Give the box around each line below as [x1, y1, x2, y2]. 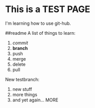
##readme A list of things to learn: [5, 30, 76, 36]
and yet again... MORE [12, 97, 58, 103]
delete [12, 61, 26, 67]
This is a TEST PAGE [5, 4, 90, 15]
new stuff [12, 86, 32, 92]
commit [12, 39, 28, 46]
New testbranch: [5, 76, 39, 82]
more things [12, 91, 37, 97]
